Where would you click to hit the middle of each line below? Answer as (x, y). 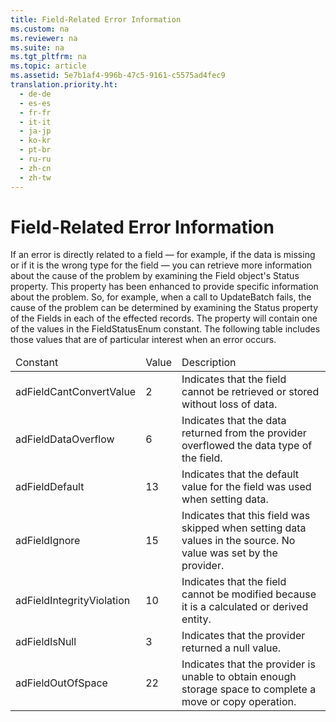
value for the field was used (246, 487)
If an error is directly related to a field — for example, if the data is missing (163, 255)
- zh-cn (35, 168)
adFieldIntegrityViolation (73, 601)
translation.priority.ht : (64, 85)
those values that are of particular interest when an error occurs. (143, 340)
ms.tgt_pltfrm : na (48, 57)
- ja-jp (35, 131)
